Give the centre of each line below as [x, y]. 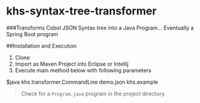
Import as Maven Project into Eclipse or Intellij [72, 64]
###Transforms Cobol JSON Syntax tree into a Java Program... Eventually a [100, 28]
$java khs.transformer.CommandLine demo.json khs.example [82, 82]
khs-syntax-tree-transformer [81, 11]
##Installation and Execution [42, 46]
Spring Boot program [32, 34]
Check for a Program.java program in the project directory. [93, 93]
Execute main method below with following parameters [83, 70]
